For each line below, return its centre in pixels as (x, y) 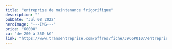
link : (11, 39)
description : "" (23, 15)
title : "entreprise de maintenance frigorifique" (59, 10)
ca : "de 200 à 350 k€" (29, 34)
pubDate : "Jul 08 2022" (31, 19)
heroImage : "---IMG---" (31, 24)
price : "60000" (21, 29)
